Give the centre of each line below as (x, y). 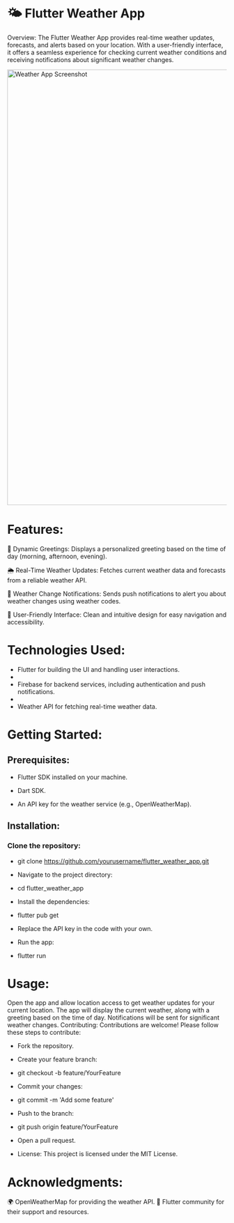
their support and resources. (48, 1212)
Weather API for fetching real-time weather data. (87, 706)
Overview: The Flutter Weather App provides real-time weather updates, (111, 37)
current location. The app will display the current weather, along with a (109, 1010)
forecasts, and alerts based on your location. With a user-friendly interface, (115, 45)
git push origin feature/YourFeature (68, 1127)
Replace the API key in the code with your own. (85, 928)
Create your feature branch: (57, 1059)
